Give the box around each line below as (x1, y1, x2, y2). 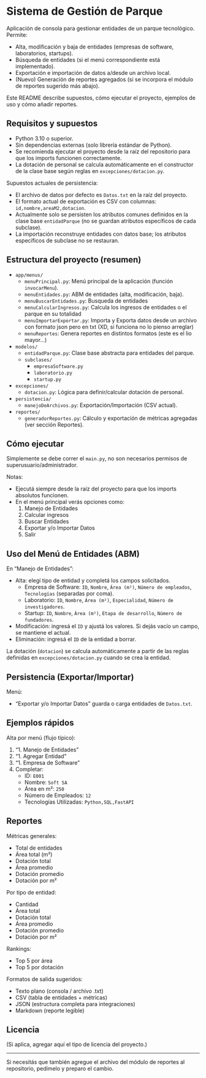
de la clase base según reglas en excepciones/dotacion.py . (15, 167, 165, 174)
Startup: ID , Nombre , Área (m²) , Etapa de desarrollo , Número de (24, 610, 183, 617)
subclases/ (24, 357, 53, 363)
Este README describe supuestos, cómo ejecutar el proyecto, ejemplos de (6, 94, 196, 101)
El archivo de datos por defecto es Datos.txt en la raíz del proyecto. (15, 191, 188, 198)
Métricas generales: (6, 832, 57, 839)
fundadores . (24, 616, 54, 624)
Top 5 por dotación (15, 963, 64, 971)
